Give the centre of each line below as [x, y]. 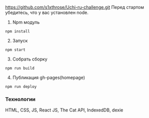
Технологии [20, 99]
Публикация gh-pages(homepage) [49, 77]
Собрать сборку [30, 59]
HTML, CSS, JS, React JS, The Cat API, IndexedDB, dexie [64, 110]
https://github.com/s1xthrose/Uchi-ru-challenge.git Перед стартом [74, 7]
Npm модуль [26, 22]
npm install [17, 31]
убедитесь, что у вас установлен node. [47, 12]
